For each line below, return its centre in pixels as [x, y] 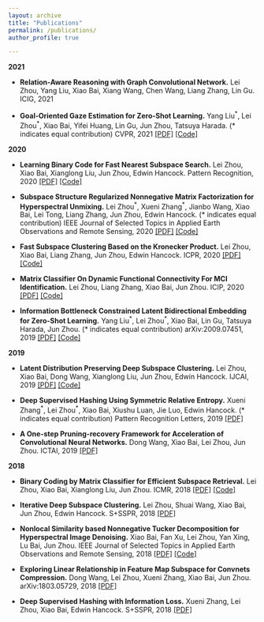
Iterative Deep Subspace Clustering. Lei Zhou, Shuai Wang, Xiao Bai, [133, 505]
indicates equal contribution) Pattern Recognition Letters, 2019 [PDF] [132, 418]
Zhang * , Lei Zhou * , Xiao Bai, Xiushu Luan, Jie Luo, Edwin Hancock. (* [132, 409]
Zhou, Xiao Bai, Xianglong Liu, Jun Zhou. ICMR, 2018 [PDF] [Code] [128, 489]
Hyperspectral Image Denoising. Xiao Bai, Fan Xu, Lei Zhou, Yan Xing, [135, 537]
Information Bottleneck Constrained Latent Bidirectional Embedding [133, 311]
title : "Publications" [45, 23]
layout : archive [35, 15]
